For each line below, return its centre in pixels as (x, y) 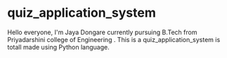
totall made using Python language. (59, 47)
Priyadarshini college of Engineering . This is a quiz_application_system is (114, 39)
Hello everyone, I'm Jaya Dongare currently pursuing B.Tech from (102, 32)
